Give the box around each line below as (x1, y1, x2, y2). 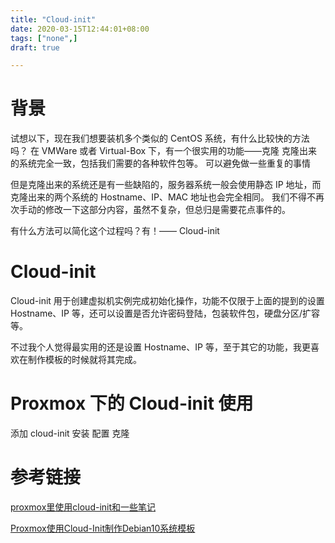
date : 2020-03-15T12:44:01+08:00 (10, 24, 150, 34)
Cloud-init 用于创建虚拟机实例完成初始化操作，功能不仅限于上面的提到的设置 (10, 295, 325, 307)
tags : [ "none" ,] (10, 33, 78, 43)
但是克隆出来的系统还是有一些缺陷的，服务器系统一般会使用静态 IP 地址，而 (10, 179, 322, 191)
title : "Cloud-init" (10, 14, 97, 25)
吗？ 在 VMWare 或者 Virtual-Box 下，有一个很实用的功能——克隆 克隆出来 (10, 145, 318, 157)
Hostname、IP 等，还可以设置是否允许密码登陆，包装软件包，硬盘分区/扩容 (10, 307, 321, 320)
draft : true (10, 42, 60, 53)
